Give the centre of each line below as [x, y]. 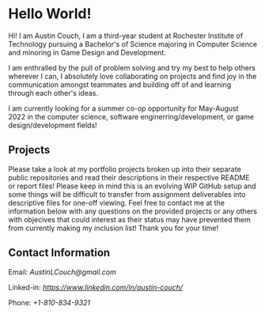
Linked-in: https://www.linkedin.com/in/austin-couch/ [96, 287]
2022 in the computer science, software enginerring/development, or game [131, 116]
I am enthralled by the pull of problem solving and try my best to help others [132, 67]
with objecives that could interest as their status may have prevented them [129, 219]
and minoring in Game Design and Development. [87, 52]
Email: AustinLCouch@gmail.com [62, 272]
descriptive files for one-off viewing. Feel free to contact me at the [117, 202]
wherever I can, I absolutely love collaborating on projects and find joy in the [132, 76]
